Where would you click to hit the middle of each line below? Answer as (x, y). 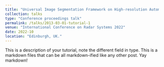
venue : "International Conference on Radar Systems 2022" (65, 27)
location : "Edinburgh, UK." (34, 37)
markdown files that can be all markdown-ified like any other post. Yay (76, 55)
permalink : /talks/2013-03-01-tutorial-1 (48, 23)
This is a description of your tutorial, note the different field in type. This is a (81, 50)
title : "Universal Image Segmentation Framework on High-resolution (76, 9)
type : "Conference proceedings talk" (43, 18)
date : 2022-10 (20, 32)
